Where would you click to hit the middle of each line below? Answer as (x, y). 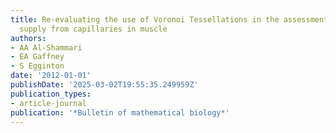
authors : (28, 38)
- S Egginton (37, 66)
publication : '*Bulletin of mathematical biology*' (120, 112)
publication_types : (51, 94)
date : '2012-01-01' (51, 76)
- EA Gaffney (37, 57)
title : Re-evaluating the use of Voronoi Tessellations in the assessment (169, 19)
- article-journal (48, 103)
